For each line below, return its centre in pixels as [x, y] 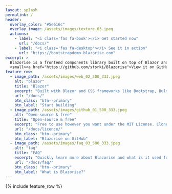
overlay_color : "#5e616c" [38, 24]
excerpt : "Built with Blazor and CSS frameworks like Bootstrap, [86, 91]
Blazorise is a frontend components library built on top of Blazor [84, 62]
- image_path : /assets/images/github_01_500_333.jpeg [68, 110]
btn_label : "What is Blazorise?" [50, 172]
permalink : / [19, 15]
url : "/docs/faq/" [34, 162]
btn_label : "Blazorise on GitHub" [51, 139]
